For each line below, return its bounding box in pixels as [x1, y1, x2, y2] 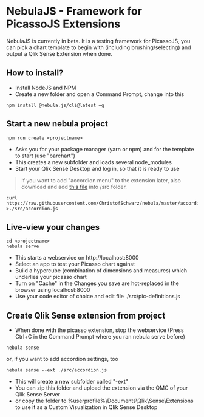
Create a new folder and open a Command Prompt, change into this [15, 90, 185, 98]
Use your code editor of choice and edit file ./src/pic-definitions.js [15, 293, 181, 300]
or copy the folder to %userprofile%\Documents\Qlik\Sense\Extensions [15, 397, 194, 405]
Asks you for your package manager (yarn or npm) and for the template [15, 145, 194, 153]
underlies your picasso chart [15, 274, 87, 281]
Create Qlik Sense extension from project [6, 310, 166, 320]
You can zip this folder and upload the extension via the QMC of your [15, 384, 188, 391]
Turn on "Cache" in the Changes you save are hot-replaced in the [15, 280, 179, 287]
